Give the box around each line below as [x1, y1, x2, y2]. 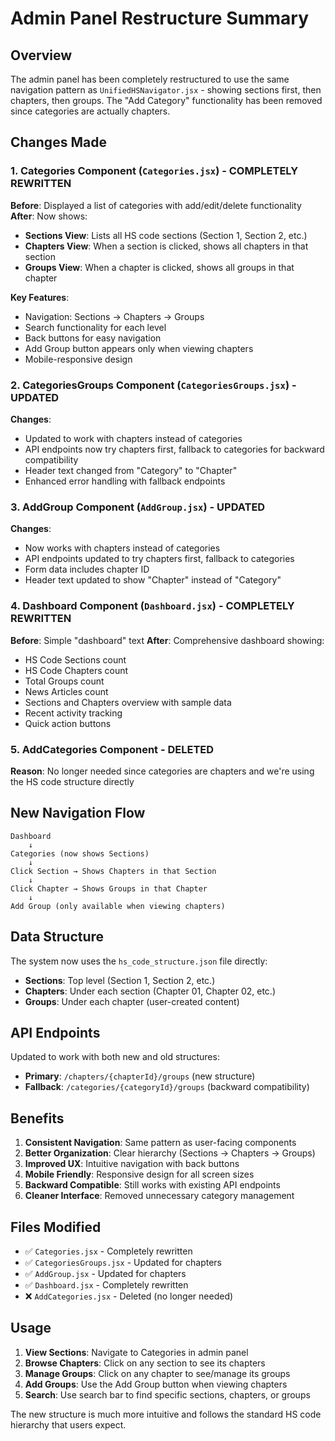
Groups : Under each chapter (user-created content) [24, 995, 240, 1007]
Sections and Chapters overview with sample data [24, 696, 232, 708]
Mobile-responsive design [24, 353, 133, 365]
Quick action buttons [24, 717, 112, 729]
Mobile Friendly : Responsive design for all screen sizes [24, 1168, 255, 1181]
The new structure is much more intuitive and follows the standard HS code [10, 1408, 322, 1420]
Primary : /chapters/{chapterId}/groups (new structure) [24, 1070, 256, 1082]
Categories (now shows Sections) [10, 848, 150, 859]
